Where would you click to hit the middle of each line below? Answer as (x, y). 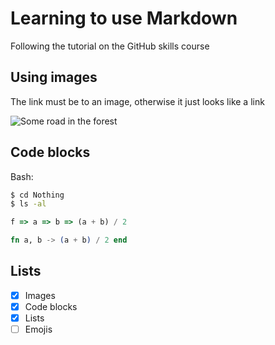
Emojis (38, 329)
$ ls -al (28, 204)
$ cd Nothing (37, 195)
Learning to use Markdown (124, 18)
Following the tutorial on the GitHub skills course (110, 46)
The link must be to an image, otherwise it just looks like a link (137, 101)
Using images (54, 77)
